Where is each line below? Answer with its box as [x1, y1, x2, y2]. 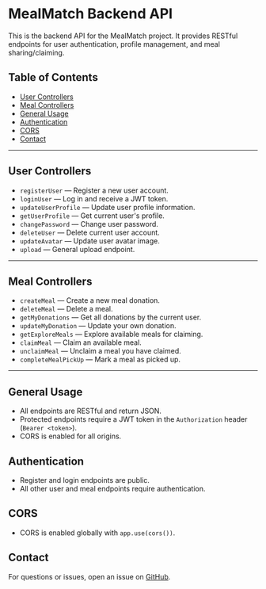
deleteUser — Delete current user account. [19, 228, 160, 237]
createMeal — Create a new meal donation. [19, 296, 161, 305]
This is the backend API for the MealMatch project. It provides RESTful [8, 31, 238, 40]
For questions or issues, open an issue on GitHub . [8, 572, 171, 581]
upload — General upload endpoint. [19, 244, 135, 254]
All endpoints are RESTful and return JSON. [19, 406, 162, 416]
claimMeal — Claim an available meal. [19, 338, 142, 347]
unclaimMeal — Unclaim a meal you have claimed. [19, 346, 182, 356]
